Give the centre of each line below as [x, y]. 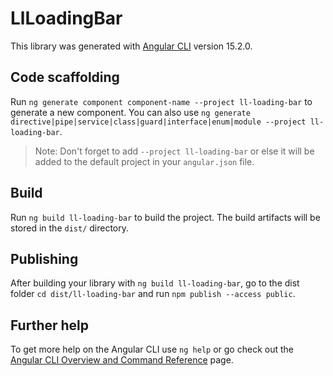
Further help [50, 325]
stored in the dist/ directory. [70, 228]
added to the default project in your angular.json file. [144, 161]
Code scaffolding [65, 77]
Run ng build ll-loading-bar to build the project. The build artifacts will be [165, 217]
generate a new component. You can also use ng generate [130, 112]
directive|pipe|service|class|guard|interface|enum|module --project [158, 122]
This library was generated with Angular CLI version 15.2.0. [131, 46]
